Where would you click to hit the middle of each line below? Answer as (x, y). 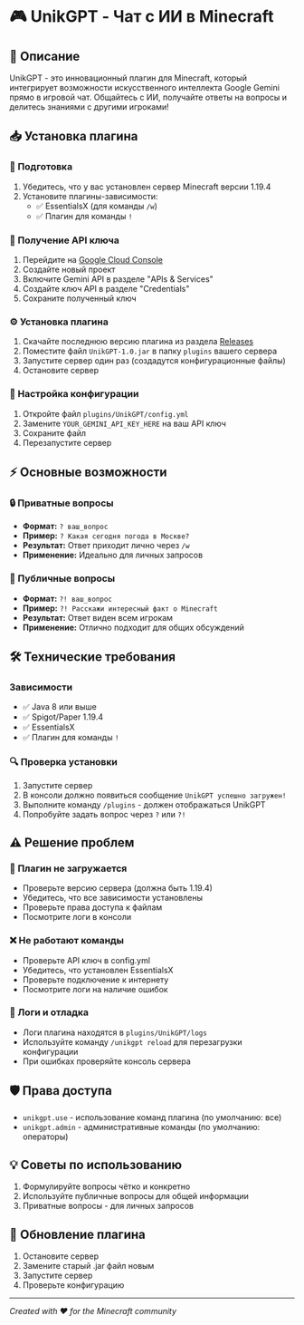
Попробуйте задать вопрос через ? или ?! (104, 814)
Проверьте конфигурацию (73, 1285)
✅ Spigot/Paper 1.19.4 (63, 717)
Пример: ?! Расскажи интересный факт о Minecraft (120, 608)
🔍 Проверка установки (63, 762)
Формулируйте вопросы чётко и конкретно (106, 1186)
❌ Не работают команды (67, 941)
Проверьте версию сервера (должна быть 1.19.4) (117, 888)
